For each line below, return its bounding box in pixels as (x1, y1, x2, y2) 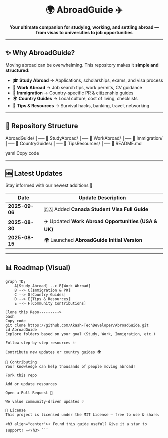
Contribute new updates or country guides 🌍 (5, 350, 101, 355)
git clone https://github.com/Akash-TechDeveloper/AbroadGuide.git (5, 323, 149, 328)
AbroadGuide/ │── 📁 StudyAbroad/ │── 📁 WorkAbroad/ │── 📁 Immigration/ (5, 135, 163, 141)
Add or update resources (5, 382, 57, 387)
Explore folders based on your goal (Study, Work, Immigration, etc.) (5, 332, 156, 337)
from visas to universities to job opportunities (36, 29, 133, 35)
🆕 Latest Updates (5, 169, 63, 178)
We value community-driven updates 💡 (5, 399, 84, 404)
